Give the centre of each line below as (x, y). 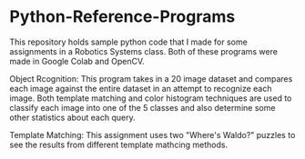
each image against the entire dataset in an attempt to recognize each (141, 88)
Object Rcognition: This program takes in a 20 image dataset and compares (151, 78)
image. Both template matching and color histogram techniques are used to (151, 98)
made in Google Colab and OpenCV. (77, 61)
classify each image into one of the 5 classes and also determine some (142, 107)
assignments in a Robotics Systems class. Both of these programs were (143, 51)
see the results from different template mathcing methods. (119, 144)
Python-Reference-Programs (122, 17)
